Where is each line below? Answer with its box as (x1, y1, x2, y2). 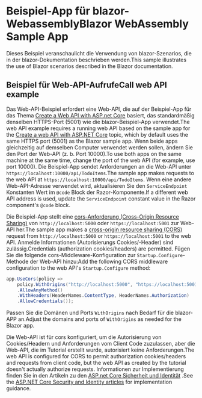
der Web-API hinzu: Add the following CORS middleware (29, 258, 168, 265)
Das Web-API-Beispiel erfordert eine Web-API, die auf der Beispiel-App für (6, 105, 192, 113)
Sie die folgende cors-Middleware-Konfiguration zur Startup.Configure (6, 251, 183, 258)
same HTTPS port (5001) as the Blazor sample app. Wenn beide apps (6, 137, 178, 145)
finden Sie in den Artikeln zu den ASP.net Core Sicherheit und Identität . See (6, 372, 194, 379)
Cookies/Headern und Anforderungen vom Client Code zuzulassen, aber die (6, 340, 195, 347)
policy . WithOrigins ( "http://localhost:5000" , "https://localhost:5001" (17, 281, 200, 287)
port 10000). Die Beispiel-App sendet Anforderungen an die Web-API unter (6, 163, 192, 170)
